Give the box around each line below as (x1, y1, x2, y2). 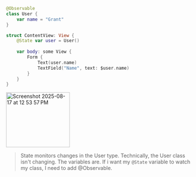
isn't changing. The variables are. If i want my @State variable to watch (20, 158, 191, 165)
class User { (6, 11, 38, 17)
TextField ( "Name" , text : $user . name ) (37, 65, 130, 71)
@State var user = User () (16, 38, 80, 44)
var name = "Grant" (16, 16, 64, 22)
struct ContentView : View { (6, 32, 75, 38)
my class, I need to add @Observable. (20, 165, 112, 172)
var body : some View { (16, 49, 72, 55)
